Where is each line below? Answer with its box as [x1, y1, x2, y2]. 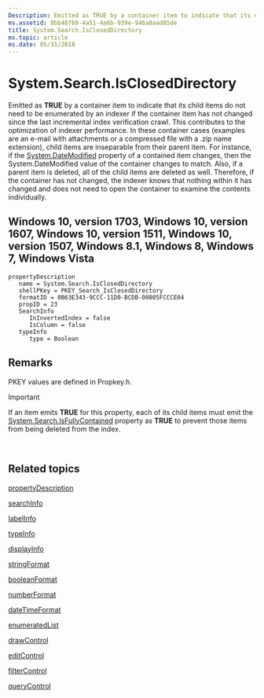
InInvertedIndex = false [28, 314, 111, 322]
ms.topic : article [8, 33, 68, 42]
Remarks [8, 356, 53, 369]
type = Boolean [28, 335, 79, 343]
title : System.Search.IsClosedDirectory [8, 26, 143, 34]
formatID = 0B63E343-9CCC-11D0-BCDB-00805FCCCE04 [18, 293, 185, 301]
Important [8, 392, 40, 402]
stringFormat [8, 559, 49, 568]
